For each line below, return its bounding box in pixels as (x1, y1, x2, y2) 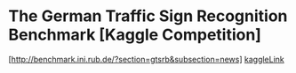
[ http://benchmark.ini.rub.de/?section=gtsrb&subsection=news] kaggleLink (8, 54, 285, 64)
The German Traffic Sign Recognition (8, 6, 288, 26)
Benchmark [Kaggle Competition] (8, 25, 261, 45)
